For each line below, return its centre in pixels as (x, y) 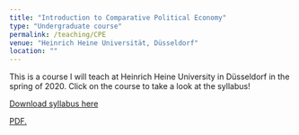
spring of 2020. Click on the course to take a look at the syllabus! (130, 86)
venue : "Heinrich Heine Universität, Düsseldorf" (104, 43)
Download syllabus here (54, 103)
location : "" (34, 51)
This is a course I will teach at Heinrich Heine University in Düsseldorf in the (149, 76)
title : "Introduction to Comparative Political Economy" (118, 18)
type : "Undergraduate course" (66, 26)
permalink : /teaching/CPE (57, 34)
